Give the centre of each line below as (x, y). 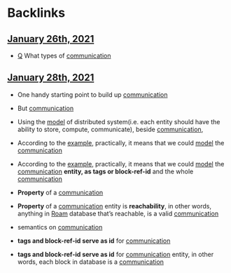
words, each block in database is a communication (91, 262)
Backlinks (36, 13)
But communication (45, 108)
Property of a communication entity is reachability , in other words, (114, 206)
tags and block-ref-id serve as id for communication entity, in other (115, 254)
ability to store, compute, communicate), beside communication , (110, 129)
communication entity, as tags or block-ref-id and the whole (105, 171)
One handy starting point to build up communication (92, 94)
